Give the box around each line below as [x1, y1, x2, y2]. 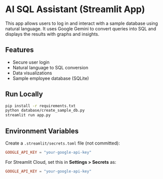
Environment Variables [5, 126, 79, 135]
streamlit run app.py [5, 113, 51, 118]
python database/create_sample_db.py [5, 108, 85, 113]
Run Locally [5, 90, 43, 99]
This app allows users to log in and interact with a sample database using [5, 20, 158, 26]
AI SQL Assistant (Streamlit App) [5, 4, 145, 15]
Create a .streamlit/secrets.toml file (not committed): [5, 140, 120, 146]
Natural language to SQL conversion [12, 64, 89, 70]
